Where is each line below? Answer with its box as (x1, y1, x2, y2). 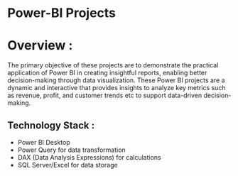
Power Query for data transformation (17, 145, 126, 154)
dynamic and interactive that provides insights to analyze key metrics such (7, 84, 226, 92)
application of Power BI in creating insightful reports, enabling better (7, 69, 207, 77)
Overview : (7, 38, 73, 54)
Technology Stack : (7, 119, 94, 131)
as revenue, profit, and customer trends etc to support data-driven (7, 91, 202, 100)
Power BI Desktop (17, 138, 70, 146)
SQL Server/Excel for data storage (17, 160, 119, 169)
